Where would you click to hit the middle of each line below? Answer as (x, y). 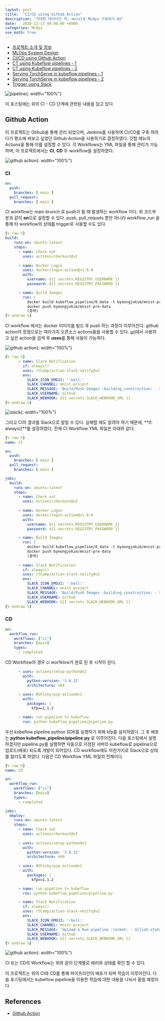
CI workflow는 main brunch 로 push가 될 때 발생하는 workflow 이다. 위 (74, 212)
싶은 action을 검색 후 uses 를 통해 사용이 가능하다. (58, 338)
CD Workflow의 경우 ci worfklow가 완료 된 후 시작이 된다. (61, 662)
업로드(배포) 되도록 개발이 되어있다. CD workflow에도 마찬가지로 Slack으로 (77, 750)
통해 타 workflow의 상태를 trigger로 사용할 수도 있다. (56, 224)
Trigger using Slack (32, 84)
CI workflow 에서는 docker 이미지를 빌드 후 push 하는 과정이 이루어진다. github (82, 326)
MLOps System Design (35, 53)
